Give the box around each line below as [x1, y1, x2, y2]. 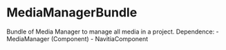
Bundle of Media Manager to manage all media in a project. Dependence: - [6, 27, 219, 36]
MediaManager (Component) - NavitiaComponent [6, 34, 149, 42]
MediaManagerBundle [6, 5, 138, 21]
